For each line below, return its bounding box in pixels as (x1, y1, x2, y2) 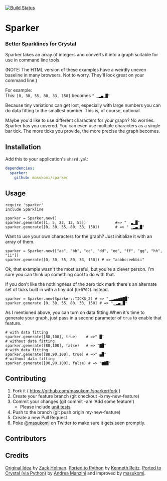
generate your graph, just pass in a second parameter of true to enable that (5, 314, 162, 320)
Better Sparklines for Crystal (5, 40, 77, 47)
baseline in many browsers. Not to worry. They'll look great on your (5, 72, 144, 78)
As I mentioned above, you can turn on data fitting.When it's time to (5, 309, 145, 315)
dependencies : (5, 166, 35, 171)
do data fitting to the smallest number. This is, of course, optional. (5, 108, 141, 114)
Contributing (5, 374, 46, 383)
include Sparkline (5, 207, 44, 212)
